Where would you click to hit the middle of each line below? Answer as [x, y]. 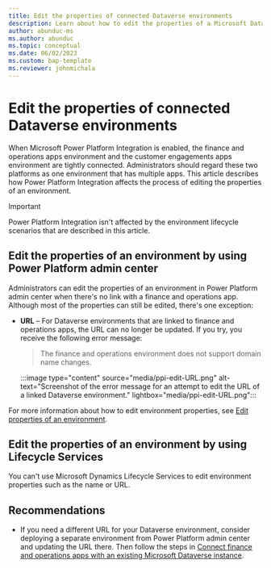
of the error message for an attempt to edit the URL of [170, 386]
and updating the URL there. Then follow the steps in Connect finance [136, 547]
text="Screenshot [49, 386]
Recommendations [57, 510]
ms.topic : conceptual [45, 46]
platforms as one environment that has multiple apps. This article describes [133, 173]
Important [25, 206]
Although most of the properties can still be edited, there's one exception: [131, 305]
